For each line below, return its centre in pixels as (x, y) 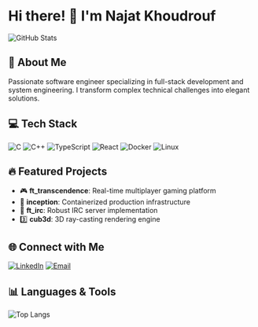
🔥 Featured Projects (58, 171)
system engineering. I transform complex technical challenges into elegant (129, 90)
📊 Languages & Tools (62, 291)
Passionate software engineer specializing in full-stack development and (126, 81)
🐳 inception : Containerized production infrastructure (105, 202)
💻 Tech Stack (43, 124)
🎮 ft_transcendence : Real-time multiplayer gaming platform (118, 191)
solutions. (24, 98)
